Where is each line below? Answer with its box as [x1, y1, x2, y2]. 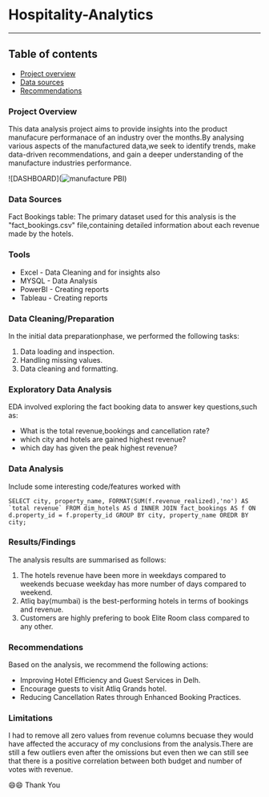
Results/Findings [8, 536, 76, 547]
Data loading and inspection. [19, 347, 114, 356]
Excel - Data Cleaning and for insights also [19, 267, 161, 277]
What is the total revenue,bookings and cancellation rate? [19, 426, 210, 436]
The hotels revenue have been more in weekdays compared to [19, 570, 227, 579]
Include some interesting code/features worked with [8, 482, 181, 491]
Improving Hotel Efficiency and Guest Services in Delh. [19, 676, 201, 685]
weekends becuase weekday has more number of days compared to [19, 579, 247, 588]
